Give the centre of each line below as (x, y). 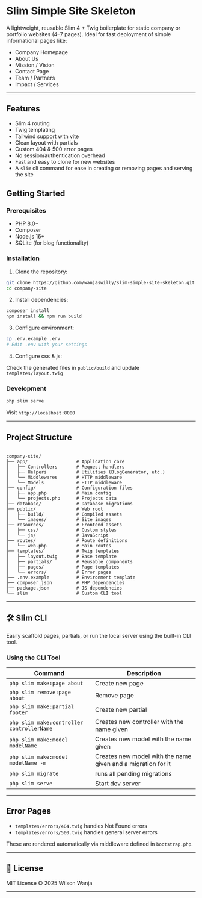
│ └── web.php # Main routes (59, 546)
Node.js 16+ (30, 237)
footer (19, 713)
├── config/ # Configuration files (70, 488)
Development (26, 388)
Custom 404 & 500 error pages (54, 149)
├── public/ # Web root (55, 509)
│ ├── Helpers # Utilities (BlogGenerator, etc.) (86, 472)
